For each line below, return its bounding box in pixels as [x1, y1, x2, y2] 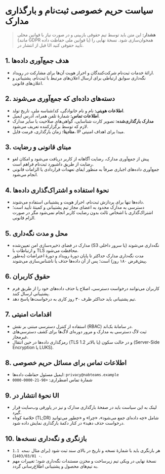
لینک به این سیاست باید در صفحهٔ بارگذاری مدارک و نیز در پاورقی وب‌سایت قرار [12, 404, 157, 410]
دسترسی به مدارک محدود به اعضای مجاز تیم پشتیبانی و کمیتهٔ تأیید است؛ [12, 204, 145, 210]
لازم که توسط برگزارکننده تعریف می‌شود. [12, 123, 88, 129]
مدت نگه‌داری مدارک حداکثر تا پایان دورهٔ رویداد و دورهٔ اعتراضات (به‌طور [12, 253, 144, 259]
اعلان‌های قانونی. [12, 80, 43, 86]
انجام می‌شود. [12, 172, 38, 178]
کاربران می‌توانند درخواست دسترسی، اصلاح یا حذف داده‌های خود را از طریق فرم [12, 285, 160, 291]
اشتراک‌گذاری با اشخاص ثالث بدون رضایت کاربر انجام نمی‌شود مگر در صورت [12, 210, 153, 216]
